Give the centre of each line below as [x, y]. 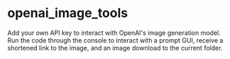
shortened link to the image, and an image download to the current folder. [115, 48]
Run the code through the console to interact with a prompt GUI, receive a [115, 40]
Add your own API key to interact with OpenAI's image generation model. [114, 33]
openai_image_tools [68, 13]
